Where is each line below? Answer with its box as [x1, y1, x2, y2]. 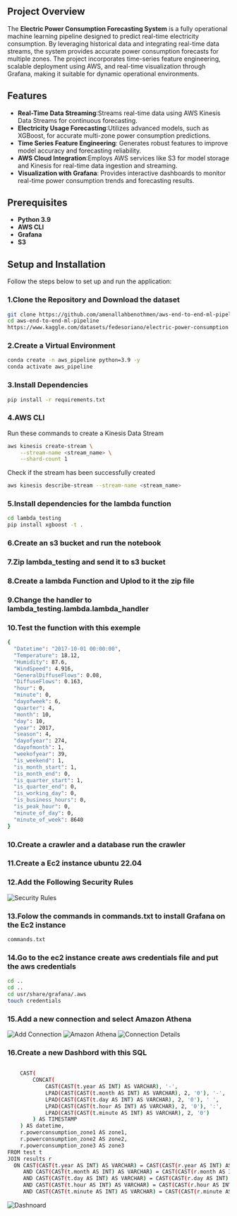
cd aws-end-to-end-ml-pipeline [7, 317, 99, 324]
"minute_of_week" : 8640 [13, 816, 83, 823]
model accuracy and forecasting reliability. [17, 146, 142, 155]
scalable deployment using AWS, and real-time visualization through [7, 61, 206, 70]
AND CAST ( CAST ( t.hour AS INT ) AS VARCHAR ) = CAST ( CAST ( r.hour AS [23, 1181, 219, 1189]
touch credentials [7, 997, 61, 1004]
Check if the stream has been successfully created [7, 468, 155, 477]
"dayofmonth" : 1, [13, 744, 65, 751]
